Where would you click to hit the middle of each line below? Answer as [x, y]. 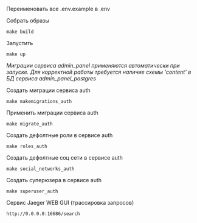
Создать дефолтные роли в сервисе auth [60, 135]
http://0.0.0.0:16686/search [43, 214]
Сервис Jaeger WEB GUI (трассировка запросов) [70, 203]
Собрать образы [28, 20]
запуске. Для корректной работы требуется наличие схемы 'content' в [99, 72]
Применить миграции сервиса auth [52, 113]
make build [20, 32]
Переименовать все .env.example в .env [58, 9]
